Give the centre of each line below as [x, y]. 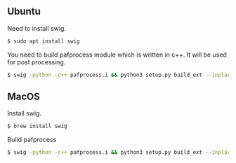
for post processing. [37, 62]
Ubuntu [24, 12]
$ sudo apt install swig [44, 41]
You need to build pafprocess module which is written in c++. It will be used [117, 55]
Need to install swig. [37, 28]
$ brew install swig [38, 126]
